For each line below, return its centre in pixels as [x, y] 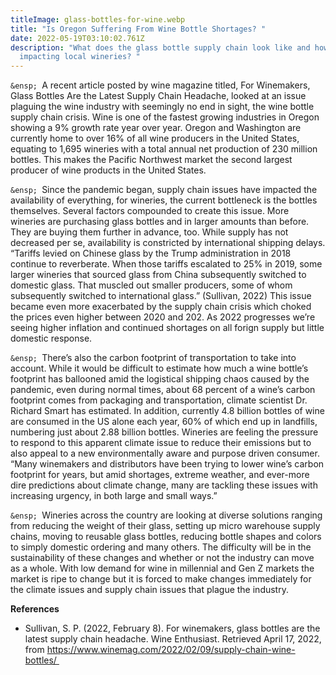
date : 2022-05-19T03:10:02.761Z [77, 38]
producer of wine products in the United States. [108, 170]
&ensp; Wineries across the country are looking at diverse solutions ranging [166, 515]
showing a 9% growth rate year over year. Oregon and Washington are [156, 128]
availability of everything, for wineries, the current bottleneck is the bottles [164, 200]
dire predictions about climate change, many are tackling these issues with [164, 485]
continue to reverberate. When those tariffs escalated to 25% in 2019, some [166, 264]
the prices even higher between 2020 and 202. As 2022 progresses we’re [163, 317]
